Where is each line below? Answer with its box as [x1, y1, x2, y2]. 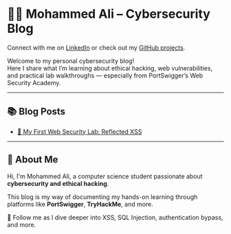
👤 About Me [7, 154, 58, 165]
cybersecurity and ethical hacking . [7, 179, 109, 187]
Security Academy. [7, 78, 61, 86]
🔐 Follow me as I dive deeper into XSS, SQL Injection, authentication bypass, [7, 213, 223, 222]
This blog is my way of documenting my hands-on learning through [7, 192, 198, 201]
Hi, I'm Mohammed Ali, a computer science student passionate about [7, 172, 203, 180]
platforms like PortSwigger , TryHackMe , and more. [7, 200, 153, 208]
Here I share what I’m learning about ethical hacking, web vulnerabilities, [7, 64, 213, 72]
